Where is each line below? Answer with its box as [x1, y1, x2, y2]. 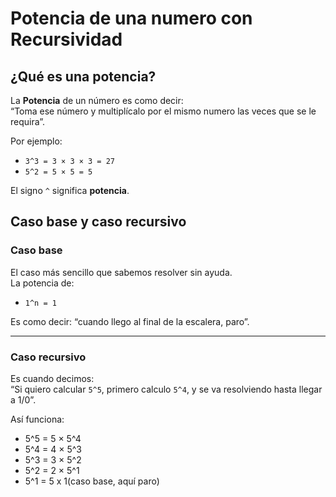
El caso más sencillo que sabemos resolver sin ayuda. [10, 266, 233, 278]
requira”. [10, 116, 46, 127]
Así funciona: [10, 413, 65, 425]
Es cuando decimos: [10, 372, 95, 384]
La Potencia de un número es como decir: [10, 95, 184, 106]
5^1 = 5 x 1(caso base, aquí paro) [24, 475, 160, 487]
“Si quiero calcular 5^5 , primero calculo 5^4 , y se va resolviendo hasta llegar [10, 383, 323, 395]
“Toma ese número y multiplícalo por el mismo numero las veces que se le [10, 105, 317, 117]
